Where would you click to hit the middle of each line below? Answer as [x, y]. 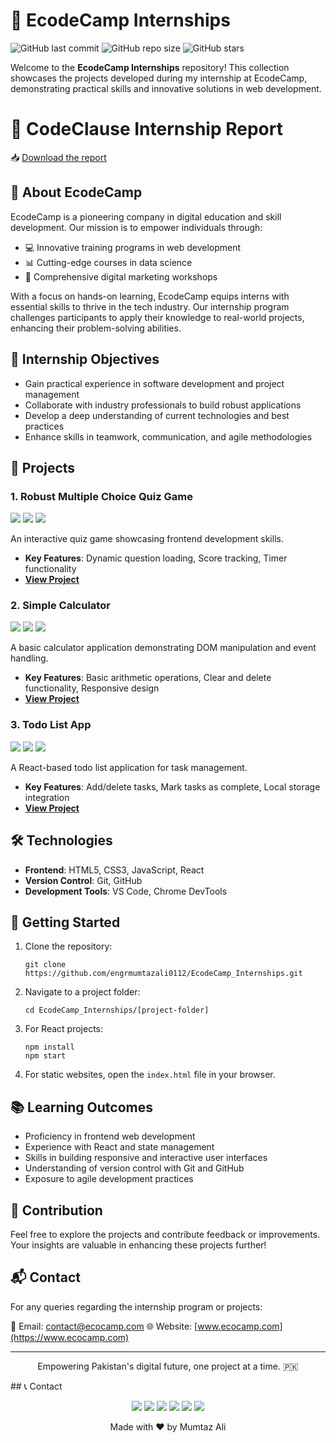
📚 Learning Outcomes [82, 1107]
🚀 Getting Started [65, 922]
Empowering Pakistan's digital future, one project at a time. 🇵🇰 [168, 1366]
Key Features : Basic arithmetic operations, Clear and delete [148, 678]
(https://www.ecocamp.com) [70, 1337]
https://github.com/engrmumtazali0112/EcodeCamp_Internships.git [163, 974]
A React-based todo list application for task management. [129, 767]
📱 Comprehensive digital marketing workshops [121, 276]
